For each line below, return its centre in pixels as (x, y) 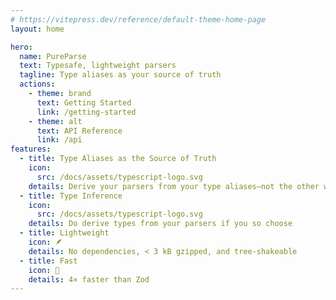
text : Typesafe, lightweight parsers (98, 66)
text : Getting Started (84, 102)
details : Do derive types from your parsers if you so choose (160, 224)
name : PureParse (53, 56)
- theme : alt (55, 121)
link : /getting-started (86, 112)
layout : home (37, 29)
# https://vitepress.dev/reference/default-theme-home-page (138, 19)
